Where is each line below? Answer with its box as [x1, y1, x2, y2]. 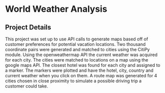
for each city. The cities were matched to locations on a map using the [5, 57, 148, 62]
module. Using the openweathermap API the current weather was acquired [5, 52, 158, 58]
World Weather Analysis [5, 3, 108, 15]
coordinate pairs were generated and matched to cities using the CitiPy [5, 47, 150, 52]
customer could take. [5, 83, 48, 89]
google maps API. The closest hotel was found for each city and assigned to [5, 62, 161, 68]
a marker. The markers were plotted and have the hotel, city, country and [5, 67, 154, 73]
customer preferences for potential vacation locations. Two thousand [5, 41, 146, 47]
